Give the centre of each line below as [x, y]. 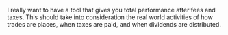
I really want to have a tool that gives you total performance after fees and [111, 10]
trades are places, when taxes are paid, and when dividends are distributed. [114, 24]
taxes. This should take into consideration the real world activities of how [110, 17]
